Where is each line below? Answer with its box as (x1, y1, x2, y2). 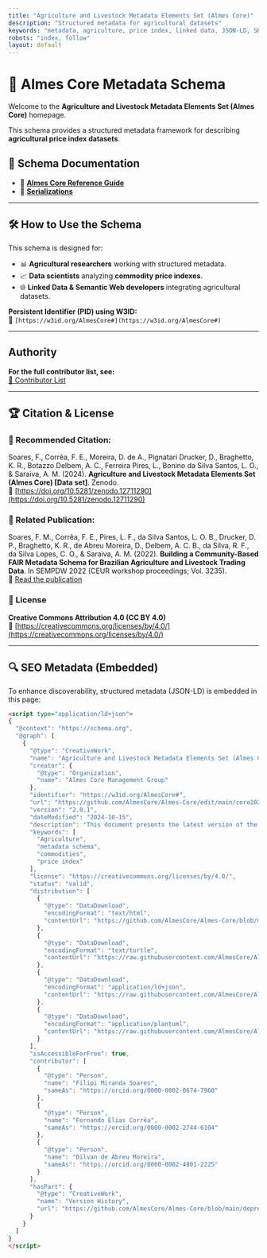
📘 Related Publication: (8, 514, 95, 525)
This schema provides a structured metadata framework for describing (8, 126, 240, 135)
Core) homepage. (8, 110, 67, 120)
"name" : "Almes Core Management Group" (37, 776, 169, 784)
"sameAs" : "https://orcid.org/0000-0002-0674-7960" (43, 1086, 219, 1095)
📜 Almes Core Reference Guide (19, 178, 125, 188)
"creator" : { (29, 761, 73, 769)
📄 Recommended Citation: (8, 434, 111, 445)
